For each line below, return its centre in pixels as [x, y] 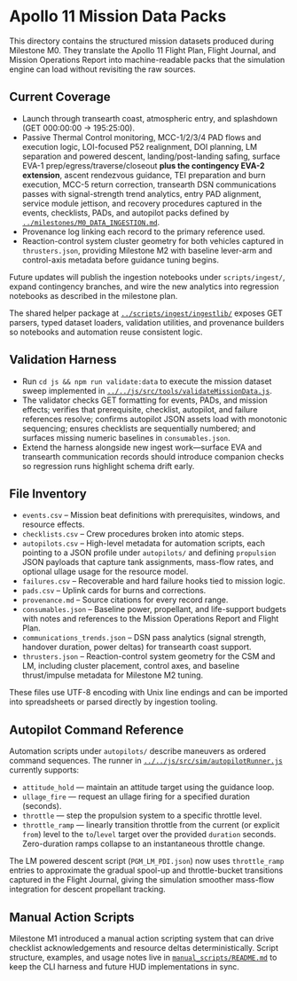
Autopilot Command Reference [97, 730]
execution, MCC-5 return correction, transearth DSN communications [149, 184]
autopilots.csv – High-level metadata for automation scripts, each [144, 544]
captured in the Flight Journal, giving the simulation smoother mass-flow [142, 880]
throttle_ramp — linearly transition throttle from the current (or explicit [151, 825]
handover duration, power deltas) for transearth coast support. [137, 647]
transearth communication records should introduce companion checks [153, 456]
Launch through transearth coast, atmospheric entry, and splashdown [149, 118]
